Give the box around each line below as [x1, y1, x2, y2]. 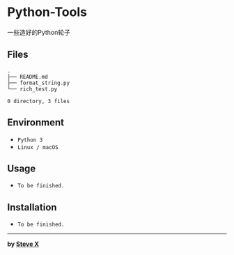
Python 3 [17, 137, 43, 144]
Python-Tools [7, 4, 87, 20]
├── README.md [7, 73, 49, 80]
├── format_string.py [7, 79, 70, 86]
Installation [7, 201, 57, 213]
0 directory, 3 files [7, 98, 70, 105]
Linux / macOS [17, 144, 58, 150]
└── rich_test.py [7, 85, 58, 93]
